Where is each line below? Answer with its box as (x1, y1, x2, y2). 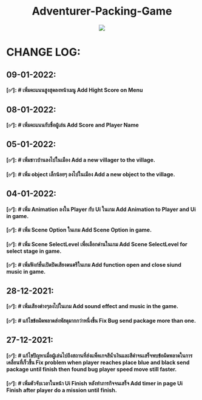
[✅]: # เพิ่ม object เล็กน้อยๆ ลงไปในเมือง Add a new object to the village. (6, 170, 175, 178)
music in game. (6, 268, 46, 275)
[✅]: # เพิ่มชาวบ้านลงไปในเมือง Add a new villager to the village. (6, 156, 156, 164)
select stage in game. (6, 247, 62, 255)
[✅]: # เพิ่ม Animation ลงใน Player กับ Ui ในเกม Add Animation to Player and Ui (6, 205, 196, 213)
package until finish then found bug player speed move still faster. (6, 366, 177, 373)
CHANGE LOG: (6, 46, 81, 59)
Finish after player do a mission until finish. (6, 386, 117, 393)
